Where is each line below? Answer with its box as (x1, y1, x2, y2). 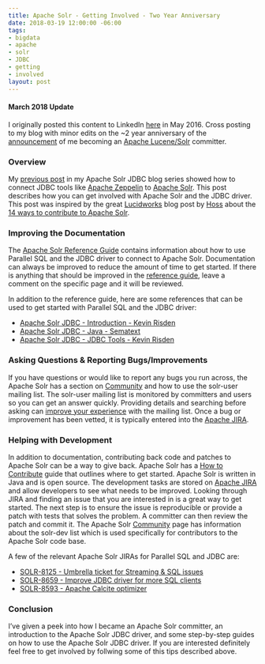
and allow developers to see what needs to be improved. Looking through (8, 485, 248, 495)
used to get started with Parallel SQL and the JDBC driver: (8, 303, 197, 312)
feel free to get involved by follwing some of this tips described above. (8, 647, 237, 656)
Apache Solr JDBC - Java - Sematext (19, 326, 140, 336)
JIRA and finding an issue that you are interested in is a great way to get (8, 494, 242, 504)
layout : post (8, 77, 51, 85)
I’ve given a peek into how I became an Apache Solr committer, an (8, 621, 223, 631)
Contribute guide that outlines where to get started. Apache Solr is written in (8, 469, 256, 478)
